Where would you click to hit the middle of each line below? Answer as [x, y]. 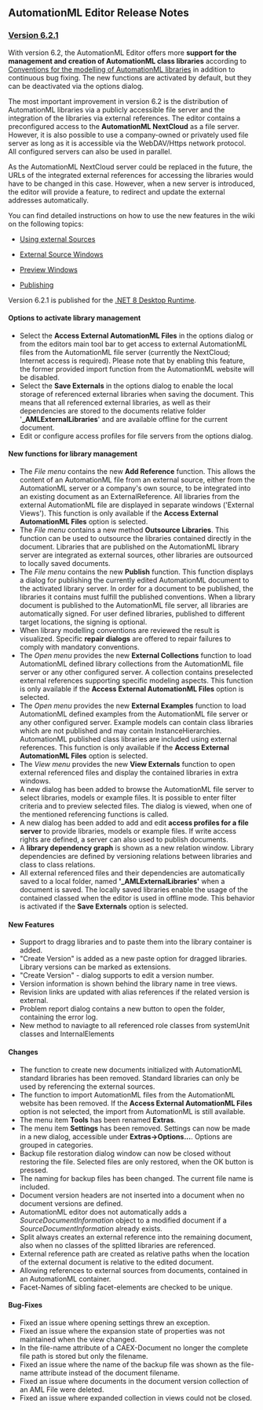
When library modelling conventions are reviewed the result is [119, 631]
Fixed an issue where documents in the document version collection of [134, 1381]
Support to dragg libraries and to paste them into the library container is [136, 942]
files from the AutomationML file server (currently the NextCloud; [125, 352]
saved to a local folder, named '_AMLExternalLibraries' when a [122, 882]
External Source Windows [61, 254]
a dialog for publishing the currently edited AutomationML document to [134, 580]
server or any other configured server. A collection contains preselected [136, 672]
